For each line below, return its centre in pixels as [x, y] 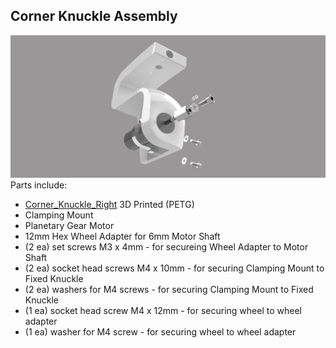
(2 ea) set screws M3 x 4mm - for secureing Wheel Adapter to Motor [166, 246]
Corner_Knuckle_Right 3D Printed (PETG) [109, 204]
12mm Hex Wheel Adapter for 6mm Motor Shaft [122, 236]
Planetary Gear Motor [69, 225]
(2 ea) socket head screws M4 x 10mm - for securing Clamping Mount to [174, 268]
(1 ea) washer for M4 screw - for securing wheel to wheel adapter [160, 331]
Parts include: [39, 185]
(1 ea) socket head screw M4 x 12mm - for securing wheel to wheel [163, 310]
